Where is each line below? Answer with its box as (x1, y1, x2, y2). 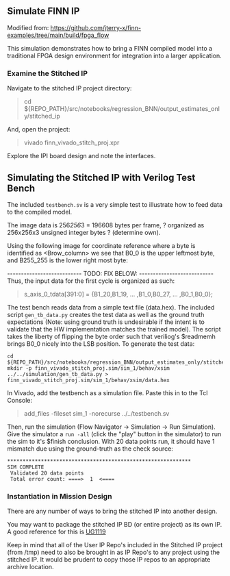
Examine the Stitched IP (7, 68, 88, 78)
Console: (7, 396, 33, 404)
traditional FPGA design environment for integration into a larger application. (7, 51, 222, 60)
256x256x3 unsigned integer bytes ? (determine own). (7, 228, 161, 236)
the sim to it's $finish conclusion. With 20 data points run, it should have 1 (7, 437, 215, 445)
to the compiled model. (7, 208, 73, 216)
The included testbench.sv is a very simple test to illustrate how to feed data (7, 200, 223, 208)
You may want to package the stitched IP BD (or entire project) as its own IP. (7, 521, 222, 529)
